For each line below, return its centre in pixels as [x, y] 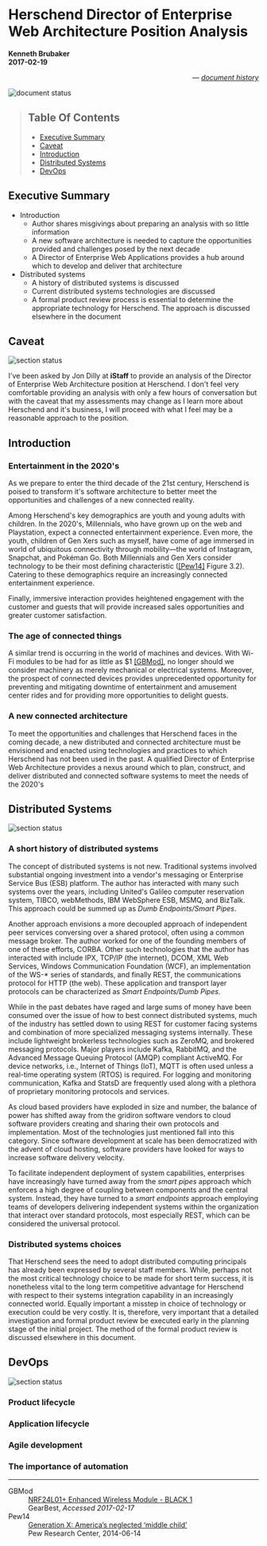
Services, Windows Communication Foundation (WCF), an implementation [130, 966]
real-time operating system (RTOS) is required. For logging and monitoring [130, 1074]
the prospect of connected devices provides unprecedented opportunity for [132, 678]
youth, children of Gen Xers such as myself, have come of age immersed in [131, 541]
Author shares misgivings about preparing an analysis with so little [140, 223]
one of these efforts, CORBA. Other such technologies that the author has [129, 949]
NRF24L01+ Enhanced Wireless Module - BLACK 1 [110, 1499]
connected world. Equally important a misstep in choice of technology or [127, 1304]
